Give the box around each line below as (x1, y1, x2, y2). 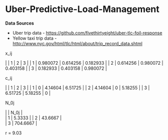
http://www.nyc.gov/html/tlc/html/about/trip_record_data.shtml (12, 40, 142, 46)
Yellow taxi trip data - (12, 35, 57, 41)
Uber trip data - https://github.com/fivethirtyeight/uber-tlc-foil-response (12, 30, 162, 36)
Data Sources (5, 20, 34, 26)
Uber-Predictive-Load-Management (5, 4, 160, 15)
